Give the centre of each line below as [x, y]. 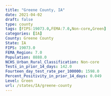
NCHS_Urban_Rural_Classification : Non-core [52, 62]
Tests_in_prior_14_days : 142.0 [39, 67]
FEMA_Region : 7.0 [24, 52]
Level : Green [19, 81]
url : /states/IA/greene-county [39, 85]
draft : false [19, 19]
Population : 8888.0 [26, 57]
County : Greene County [29, 39]
